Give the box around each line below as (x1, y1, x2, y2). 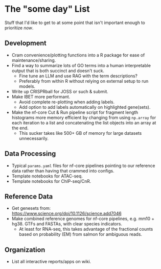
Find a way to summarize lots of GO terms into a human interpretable (11, 62, 151, 68)
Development (4, 39, 47, 48)
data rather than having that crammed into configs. (11, 168, 115, 173)
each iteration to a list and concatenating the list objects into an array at (11, 120, 156, 125)
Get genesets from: (11, 205, 51, 211)
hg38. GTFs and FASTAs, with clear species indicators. (11, 221, 122, 227)
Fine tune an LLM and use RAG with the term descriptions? (19, 73, 138, 79)
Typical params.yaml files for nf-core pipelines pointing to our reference (11, 163, 155, 169)
